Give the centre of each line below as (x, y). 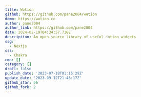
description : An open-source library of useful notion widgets (71, 37)
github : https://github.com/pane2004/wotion (51, 14)
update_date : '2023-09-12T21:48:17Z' (43, 78)
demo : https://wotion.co (30, 19)
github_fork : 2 (20, 87)
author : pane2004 (23, 23)
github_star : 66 (21, 82)
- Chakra (18, 55)
